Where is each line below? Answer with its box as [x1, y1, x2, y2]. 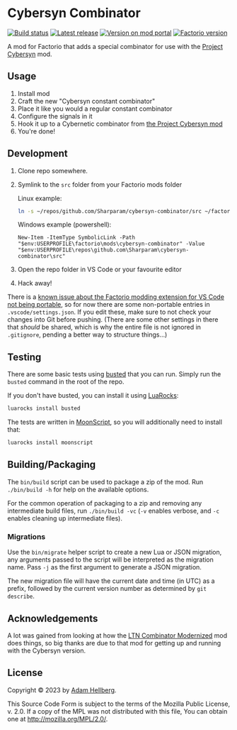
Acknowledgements [7, 612, 98, 624]
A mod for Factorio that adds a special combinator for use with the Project [7, 42, 224, 50]
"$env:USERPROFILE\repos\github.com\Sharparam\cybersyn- [17, 246, 190, 254]
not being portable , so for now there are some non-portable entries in [7, 300, 210, 309]
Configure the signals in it [17, 111, 93, 120]
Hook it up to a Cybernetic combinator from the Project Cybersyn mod [17, 119, 223, 128]
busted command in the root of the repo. [7, 378, 125, 386]
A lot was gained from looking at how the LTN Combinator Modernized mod [7, 631, 228, 640]
